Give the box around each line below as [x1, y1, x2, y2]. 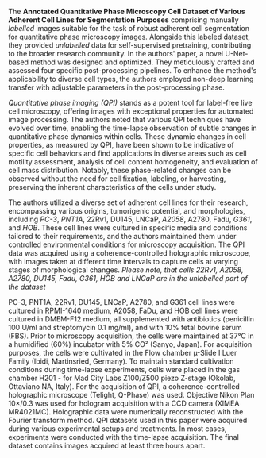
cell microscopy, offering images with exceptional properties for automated [8, 106, 254, 116]
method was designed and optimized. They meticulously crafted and [30, 57, 256, 67]
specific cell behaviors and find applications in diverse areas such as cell [8, 148, 248, 158]
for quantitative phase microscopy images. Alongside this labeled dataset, [8, 32, 250, 41]
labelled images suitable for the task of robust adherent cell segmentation [8, 24, 250, 33]
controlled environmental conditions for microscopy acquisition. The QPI [8, 240, 245, 249]
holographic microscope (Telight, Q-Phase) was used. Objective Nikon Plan [8, 391, 255, 399]
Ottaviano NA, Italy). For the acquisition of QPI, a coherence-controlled [8, 382, 240, 391]
